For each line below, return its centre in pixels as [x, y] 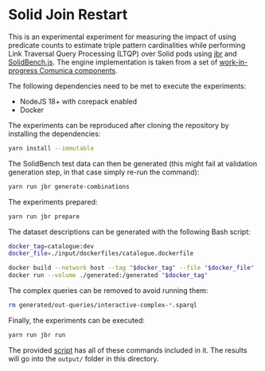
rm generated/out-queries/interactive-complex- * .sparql [103, 305]
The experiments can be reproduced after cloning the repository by [119, 125]
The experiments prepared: [53, 201]
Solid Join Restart [68, 15]
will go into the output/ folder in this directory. [84, 358]
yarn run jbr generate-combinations [69, 186]
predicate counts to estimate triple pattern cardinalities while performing [127, 45]
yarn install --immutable [51, 148]
